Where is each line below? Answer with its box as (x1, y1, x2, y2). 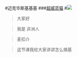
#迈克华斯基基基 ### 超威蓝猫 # (5, 5, 67, 11)
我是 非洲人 (16, 26, 39, 32)
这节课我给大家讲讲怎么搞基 (16, 47, 72, 52)
